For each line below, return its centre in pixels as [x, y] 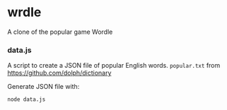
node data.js [27, 99]
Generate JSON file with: [43, 87]
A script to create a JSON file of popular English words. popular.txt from [114, 66]
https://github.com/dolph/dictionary [59, 73]
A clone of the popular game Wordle [60, 32]
